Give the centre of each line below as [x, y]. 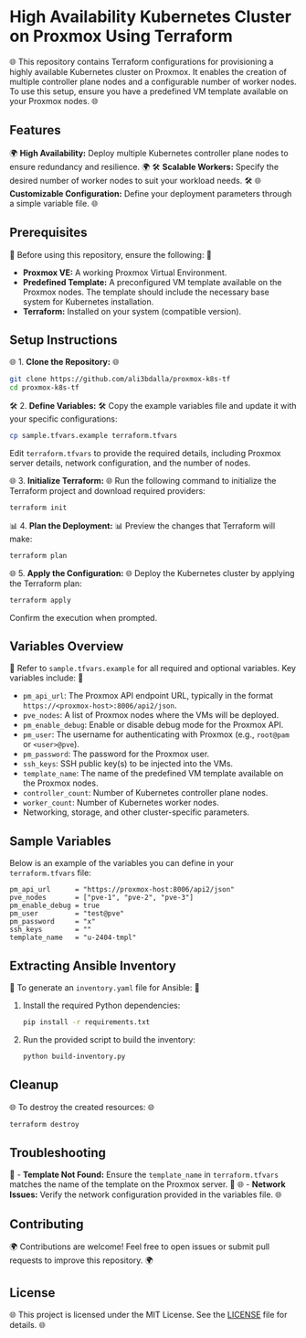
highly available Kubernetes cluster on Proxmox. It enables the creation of [148, 71]
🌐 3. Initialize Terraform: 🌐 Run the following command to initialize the [143, 481]
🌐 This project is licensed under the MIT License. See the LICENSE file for [148, 1314]
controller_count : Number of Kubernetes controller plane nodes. [145, 793]
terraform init [38, 508]
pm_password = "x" [53, 922]
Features [35, 130]
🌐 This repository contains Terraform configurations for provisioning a [142, 61]
